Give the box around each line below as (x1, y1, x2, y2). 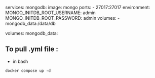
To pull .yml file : (5, 45, 58, 54)
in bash (12, 58, 28, 64)
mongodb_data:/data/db (5, 20, 56, 26)
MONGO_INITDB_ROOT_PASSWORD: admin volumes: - (5, 15, 120, 21)
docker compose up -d (5, 68, 51, 73)
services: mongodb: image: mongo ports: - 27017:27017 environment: (5, 5, 150, 10)
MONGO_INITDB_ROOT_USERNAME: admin (5, 10, 96, 16)
